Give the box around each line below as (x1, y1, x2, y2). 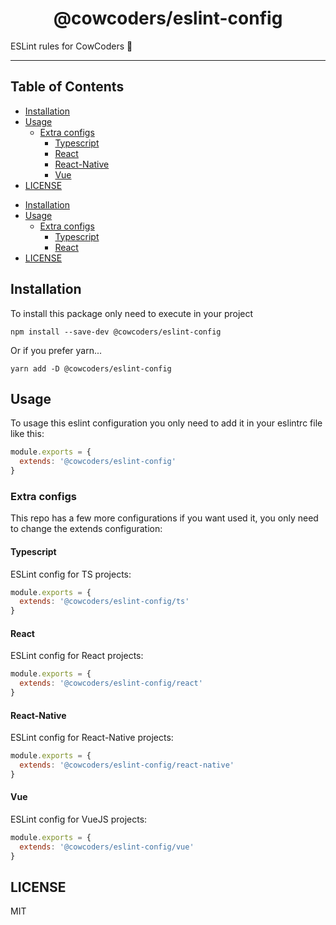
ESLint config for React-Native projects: (10, 732, 174, 744)
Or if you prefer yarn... (10, 344, 103, 356)
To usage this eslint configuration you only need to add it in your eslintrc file (10, 417, 323, 429)
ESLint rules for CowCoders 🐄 (10, 40, 133, 52)
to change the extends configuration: (10, 523, 163, 535)
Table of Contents (10, 78, 125, 96)
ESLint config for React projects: (10, 650, 144, 662)
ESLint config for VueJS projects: (10, 813, 148, 825)
